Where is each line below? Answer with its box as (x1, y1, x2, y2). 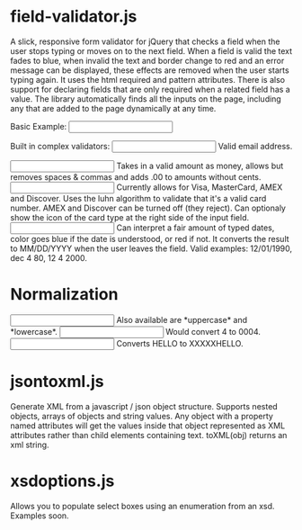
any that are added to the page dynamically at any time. (10, 103, 217, 113)
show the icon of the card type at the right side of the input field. (10, 211, 250, 222)
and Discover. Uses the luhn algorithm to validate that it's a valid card (10, 193, 267, 203)
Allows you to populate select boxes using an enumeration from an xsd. (10, 500, 275, 511)
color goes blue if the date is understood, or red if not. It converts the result (10, 233, 290, 244)
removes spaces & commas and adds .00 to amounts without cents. (10, 171, 262, 182)
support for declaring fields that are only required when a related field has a (10, 84, 290, 94)
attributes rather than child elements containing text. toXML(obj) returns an (10, 429, 288, 440)
